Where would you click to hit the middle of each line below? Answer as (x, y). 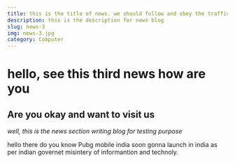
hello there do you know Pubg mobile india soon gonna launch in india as (113, 145)
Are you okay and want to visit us (81, 115)
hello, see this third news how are (107, 74)
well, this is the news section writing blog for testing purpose (95, 131)
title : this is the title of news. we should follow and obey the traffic (119, 14)
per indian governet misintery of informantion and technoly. (93, 152)
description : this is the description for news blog (86, 20)
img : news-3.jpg (31, 33)
